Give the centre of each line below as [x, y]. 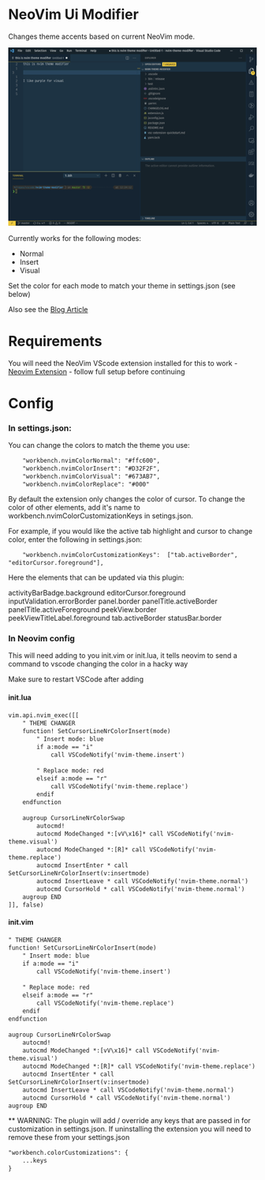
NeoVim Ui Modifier [74, 15]
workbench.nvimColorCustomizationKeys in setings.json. [101, 516]
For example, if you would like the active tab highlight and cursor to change [131, 532]
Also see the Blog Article [48, 309]
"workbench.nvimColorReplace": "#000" [86, 485]
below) [19, 294]
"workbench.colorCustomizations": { [68, 1152]
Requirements [55, 341]
